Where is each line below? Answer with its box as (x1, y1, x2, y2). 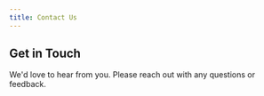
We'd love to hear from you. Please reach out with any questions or (9, 69, 256, 80)
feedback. (9, 79, 46, 90)
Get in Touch (9, 46, 82, 61)
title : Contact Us (9, 12, 77, 22)
